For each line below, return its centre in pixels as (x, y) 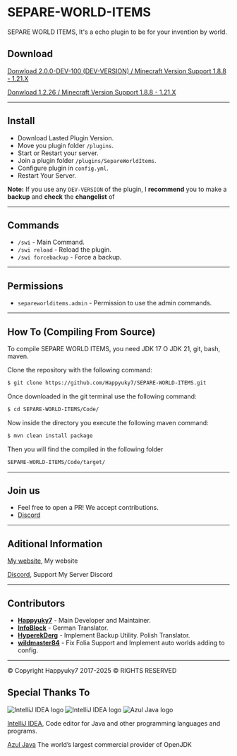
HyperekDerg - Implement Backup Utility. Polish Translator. (104, 635)
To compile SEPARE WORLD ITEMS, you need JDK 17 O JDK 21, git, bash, (114, 349)
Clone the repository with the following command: (80, 370)
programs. (22, 731)
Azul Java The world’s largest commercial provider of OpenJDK (99, 744)
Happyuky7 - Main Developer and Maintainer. (84, 620)
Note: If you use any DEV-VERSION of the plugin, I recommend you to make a (117, 189)
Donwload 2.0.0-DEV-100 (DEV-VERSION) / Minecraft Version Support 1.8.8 (117, 71)
